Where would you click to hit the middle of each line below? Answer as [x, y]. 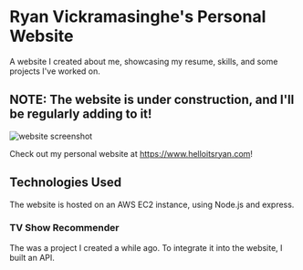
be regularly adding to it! [81, 114]
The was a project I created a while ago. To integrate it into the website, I [146, 247]
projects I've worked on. [55, 71]
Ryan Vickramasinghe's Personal [138, 17]
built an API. [32, 257]
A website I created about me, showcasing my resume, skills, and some [144, 61]
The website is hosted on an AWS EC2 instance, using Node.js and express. [152, 204]
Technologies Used [65, 183]
